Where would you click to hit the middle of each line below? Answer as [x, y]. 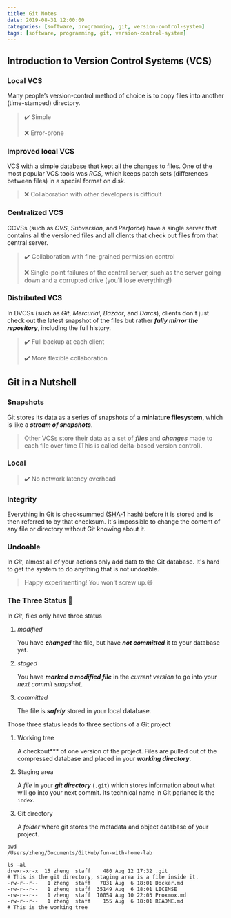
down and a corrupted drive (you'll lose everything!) [98, 280]
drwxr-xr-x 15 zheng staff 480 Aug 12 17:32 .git [88, 871]
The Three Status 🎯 [40, 600]
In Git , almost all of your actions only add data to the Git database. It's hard [113, 562]
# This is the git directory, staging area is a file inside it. [103, 877]
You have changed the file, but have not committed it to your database [119, 642]
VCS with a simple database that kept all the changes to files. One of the [110, 166]
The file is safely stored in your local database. [84, 710]
